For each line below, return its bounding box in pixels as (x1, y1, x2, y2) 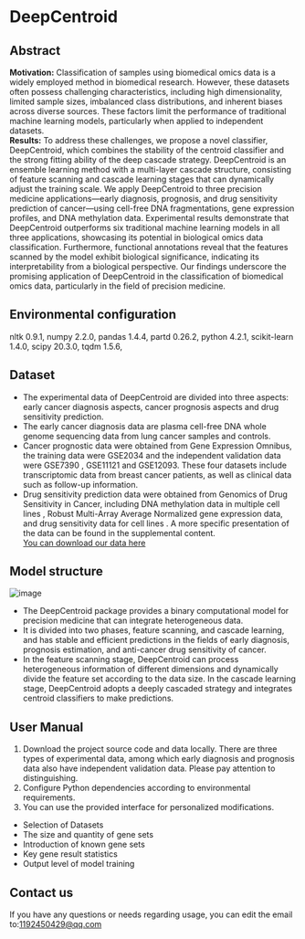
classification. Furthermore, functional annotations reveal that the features (9, 242, 289, 252)
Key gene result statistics (22, 849, 119, 860)
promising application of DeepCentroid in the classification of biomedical (9, 271, 284, 281)
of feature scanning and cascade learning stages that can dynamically (9, 174, 275, 185)
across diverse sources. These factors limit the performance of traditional (9, 106, 287, 116)
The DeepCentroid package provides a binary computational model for (22, 606, 289, 617)
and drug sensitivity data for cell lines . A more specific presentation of (22, 518, 289, 529)
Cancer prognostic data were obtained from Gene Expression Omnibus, (22, 440, 292, 451)
